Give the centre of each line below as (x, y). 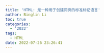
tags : (11, 33)
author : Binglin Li (26, 15)
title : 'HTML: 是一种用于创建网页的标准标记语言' (53, 10)
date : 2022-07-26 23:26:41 (34, 43)
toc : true (16, 19)
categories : (18, 24)
